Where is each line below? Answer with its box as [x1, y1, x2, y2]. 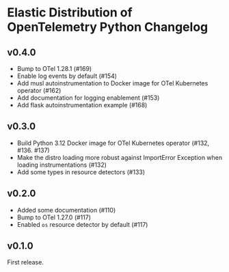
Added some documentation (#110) [16, 206, 116, 214]
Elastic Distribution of [7, 5, 133, 21]
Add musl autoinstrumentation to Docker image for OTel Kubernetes [16, 79, 208, 87]
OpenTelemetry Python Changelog [7, 19, 208, 35]
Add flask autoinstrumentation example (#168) [16, 101, 148, 109]
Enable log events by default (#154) [16, 72, 118, 80]
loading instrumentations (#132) [16, 161, 107, 169]
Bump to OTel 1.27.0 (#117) [16, 213, 91, 221]
